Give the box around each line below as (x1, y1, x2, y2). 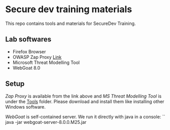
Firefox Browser (12, 48, 46, 54)
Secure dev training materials (5, 4, 132, 15)
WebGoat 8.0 (12, 64, 41, 71)
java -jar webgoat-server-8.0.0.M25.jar (5, 119, 87, 125)
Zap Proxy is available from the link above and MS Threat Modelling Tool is (5, 93, 162, 99)
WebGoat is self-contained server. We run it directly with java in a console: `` (5, 113, 165, 120)
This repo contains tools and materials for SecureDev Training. (5, 20, 136, 26)
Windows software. (5, 104, 46, 110)
